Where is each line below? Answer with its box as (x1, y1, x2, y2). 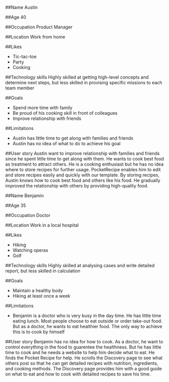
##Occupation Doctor (5, 212, 51, 218)
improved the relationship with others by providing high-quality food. (5, 183, 149, 188)
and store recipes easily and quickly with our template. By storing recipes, (5, 172, 160, 178)
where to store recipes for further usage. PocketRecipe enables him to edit (5, 167, 161, 172)
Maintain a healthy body (12, 288, 63, 294)
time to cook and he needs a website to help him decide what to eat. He (5, 349, 155, 355)
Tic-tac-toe (12, 53, 37, 59)
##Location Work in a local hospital (5, 222, 79, 228)
